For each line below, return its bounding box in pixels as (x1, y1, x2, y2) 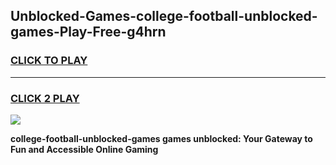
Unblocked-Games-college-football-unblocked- (10, 8, 318, 25)
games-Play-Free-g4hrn (10, 24, 167, 41)
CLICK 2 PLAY (10, 91, 80, 105)
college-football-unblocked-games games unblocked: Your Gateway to (10, 132, 313, 144)
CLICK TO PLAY (10, 54, 88, 68)
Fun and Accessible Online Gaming (10, 143, 159, 155)
